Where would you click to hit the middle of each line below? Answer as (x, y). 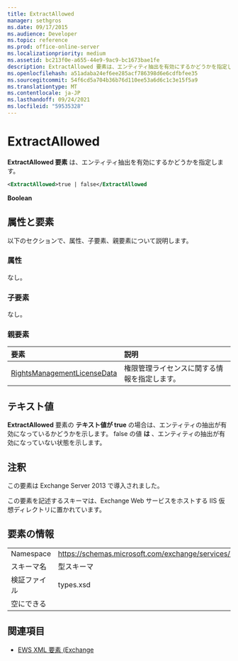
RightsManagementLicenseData (64, 373)
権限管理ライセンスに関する (170, 368)
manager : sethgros (34, 21)
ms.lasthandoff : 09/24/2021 (49, 100)
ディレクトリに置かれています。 (59, 510)
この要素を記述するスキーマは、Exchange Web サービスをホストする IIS (112, 501)
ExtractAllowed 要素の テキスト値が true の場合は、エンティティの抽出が (114, 425)
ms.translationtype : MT (42, 87)
